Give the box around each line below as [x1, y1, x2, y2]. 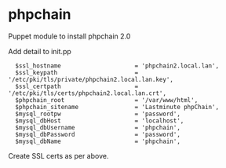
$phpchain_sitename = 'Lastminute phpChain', [15, 103, 220, 111]
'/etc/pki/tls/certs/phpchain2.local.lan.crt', [8, 89, 167, 97]
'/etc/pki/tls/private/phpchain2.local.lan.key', [8, 75, 174, 83]
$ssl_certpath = [15, 82, 139, 90]
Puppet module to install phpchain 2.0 [8, 31, 131, 41]
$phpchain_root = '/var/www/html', [15, 96, 199, 104]
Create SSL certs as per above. [8, 151, 109, 160]
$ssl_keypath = [15, 68, 139, 76]
